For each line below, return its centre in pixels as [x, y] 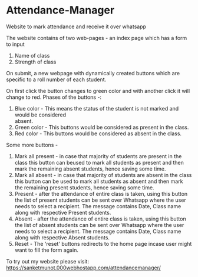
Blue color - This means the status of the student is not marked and [97, 108]
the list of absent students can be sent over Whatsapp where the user [99, 225]
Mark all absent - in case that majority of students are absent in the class [103, 175]
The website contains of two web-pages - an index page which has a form [97, 38]
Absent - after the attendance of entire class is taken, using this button [100, 219]
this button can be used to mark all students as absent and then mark [99, 181]
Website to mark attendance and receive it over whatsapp [76, 26]
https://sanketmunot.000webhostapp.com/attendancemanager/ [83, 268]
